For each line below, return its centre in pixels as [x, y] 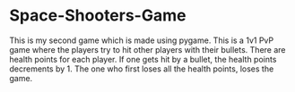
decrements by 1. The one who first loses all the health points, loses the [142, 69]
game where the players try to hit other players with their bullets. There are [147, 49]
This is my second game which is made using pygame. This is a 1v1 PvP [142, 40]
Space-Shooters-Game [98, 16]
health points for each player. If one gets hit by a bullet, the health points [143, 59]
